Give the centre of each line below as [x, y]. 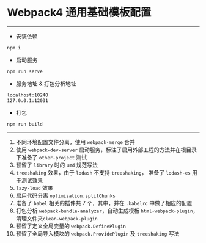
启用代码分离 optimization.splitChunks [65, 195]
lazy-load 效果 [35, 187]
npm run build [25, 124]
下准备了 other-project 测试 [51, 157]
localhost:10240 [28, 95]
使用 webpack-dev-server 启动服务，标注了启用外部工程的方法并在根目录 [106, 150]
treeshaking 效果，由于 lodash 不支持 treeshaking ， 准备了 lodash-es [103, 172]
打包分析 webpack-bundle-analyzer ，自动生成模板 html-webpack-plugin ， [107, 211]
